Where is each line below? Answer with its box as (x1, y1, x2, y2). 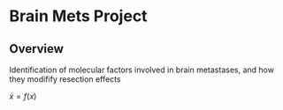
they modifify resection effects (9, 74, 121, 84)
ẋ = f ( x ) (9, 91, 37, 101)
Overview (9, 41, 65, 56)
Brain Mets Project (9, 6, 148, 26)
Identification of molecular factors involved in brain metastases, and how (9, 64, 274, 75)
